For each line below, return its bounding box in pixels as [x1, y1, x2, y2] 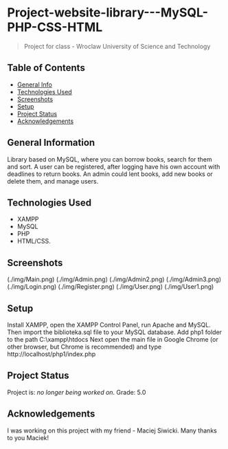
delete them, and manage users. [7, 177, 99, 185]
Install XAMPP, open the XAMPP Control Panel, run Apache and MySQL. [7, 321, 211, 329]
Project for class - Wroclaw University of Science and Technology [23, 42, 211, 50]
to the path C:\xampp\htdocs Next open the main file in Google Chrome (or [7, 336, 218, 343]
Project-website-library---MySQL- [7, 5, 208, 21]
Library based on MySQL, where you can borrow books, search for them [7, 155, 213, 163]
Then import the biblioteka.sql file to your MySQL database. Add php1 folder [7, 328, 222, 336]
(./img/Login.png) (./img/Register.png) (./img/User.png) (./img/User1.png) [7, 283, 214, 291]
